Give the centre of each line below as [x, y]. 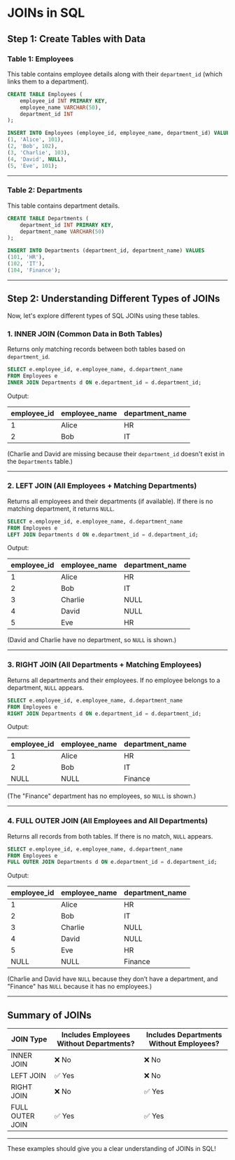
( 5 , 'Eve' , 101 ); [33, 166]
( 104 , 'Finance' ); [34, 270]
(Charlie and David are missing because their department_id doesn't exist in [116, 453]
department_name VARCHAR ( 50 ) [62, 232]
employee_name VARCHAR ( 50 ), [60, 107]
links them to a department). [48, 81]
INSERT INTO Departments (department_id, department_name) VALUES [106, 251]
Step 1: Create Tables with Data [76, 39]
